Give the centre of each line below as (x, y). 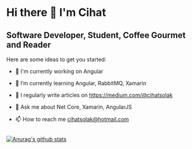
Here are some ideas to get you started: (57, 59)
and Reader (29, 44)
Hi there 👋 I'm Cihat (56, 13)
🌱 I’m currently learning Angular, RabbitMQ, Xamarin (81, 83)
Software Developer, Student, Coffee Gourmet (96, 35)
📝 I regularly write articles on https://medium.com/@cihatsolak (94, 95)
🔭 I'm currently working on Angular (59, 71)
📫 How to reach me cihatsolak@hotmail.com (72, 119)
